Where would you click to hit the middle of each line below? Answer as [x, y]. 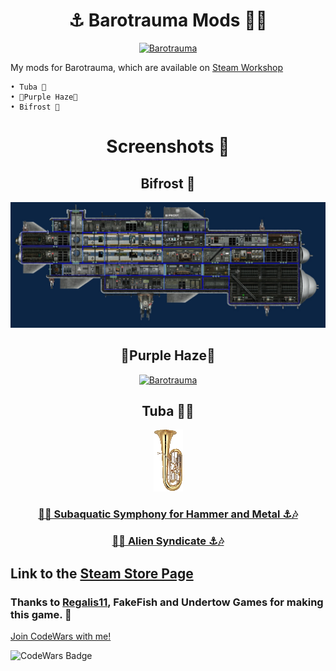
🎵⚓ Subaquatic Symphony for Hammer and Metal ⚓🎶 [168, 514]
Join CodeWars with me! [61, 636]
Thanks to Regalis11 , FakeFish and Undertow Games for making [167, 602]
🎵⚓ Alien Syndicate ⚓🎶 [168, 541]
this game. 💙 [41, 614]
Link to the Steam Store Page [102, 573]
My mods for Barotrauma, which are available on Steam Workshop [147, 67]
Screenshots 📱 [168, 146]
